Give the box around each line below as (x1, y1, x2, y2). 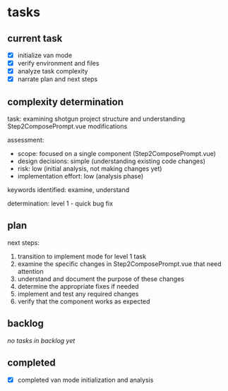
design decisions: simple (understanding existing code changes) (17, 157, 206, 166)
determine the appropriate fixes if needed (17, 282, 139, 290)
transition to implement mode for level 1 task (17, 252, 147, 260)
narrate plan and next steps (17, 75, 98, 83)
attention (17, 267, 44, 275)
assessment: (7, 136, 44, 145)
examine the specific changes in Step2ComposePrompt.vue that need (17, 259, 222, 268)
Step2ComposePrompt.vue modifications (7, 122, 128, 131)
